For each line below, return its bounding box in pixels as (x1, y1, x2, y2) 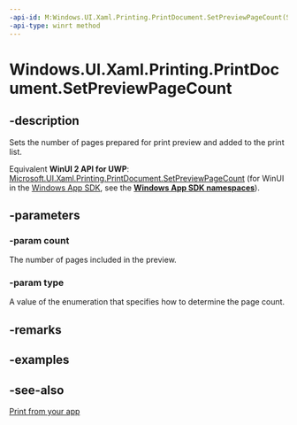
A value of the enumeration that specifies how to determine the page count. (9, 297, 286, 307)
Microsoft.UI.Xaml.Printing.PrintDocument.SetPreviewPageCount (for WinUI (9, 173, 285, 183)
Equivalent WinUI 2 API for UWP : (9, 163, 130, 174)
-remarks (9, 322, 62, 337)
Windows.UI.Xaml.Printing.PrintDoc (9, 59, 280, 80)
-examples (9, 352, 70, 367)
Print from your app (9, 406, 80, 417)
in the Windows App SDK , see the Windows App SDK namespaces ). (9, 182, 261, 193)
